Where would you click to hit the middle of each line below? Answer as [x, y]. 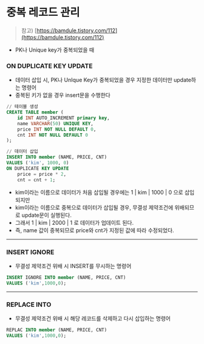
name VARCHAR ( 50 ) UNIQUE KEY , [56, 123]
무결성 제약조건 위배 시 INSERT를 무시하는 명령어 [73, 266]
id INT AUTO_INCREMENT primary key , [64, 118]
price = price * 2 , [42, 174]
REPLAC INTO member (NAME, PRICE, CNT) [57, 330]
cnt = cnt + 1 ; [36, 180]
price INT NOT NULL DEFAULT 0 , [57, 129]
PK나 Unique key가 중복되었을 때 [55, 50]
